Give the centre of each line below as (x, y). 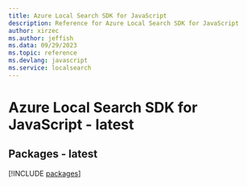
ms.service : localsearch (50, 68)
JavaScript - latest (71, 124)
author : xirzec (34, 30)
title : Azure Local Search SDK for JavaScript (88, 16)
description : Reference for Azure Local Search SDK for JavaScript (124, 23)
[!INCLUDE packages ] (45, 173)
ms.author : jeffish (41, 38)
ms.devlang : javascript (48, 61)
